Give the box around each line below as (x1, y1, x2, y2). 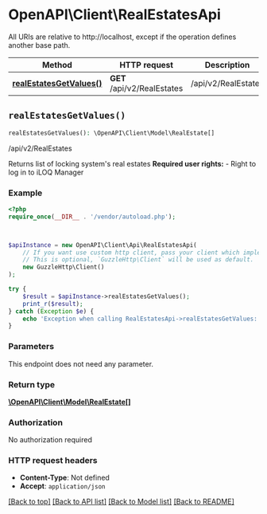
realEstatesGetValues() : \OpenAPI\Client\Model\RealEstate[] (8, 129, 215, 137)
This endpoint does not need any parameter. (8, 359, 153, 368)
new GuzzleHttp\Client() (22, 263, 105, 272)
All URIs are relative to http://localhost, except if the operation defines (8, 32, 237, 41)
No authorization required (8, 435, 93, 445)
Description (204, 59, 250, 70)
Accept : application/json (19, 481, 106, 491)
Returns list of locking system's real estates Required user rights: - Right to (8, 159, 257, 168)
